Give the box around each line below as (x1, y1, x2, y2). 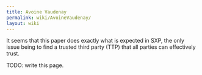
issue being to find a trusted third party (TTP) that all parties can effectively (6, 43, 197, 51)
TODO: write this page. (6, 62, 64, 69)
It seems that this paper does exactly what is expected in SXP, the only (6, 37, 185, 45)
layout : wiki (6, 20, 40, 26)
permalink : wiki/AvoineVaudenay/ (6, 15, 92, 21)
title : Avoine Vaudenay (6, 9, 67, 15)
